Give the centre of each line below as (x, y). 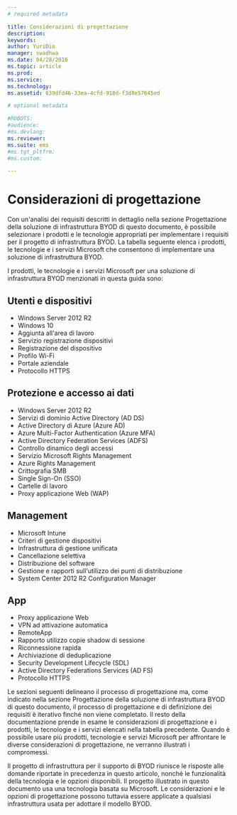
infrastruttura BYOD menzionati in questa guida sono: (85, 279)
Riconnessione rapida (49, 648)
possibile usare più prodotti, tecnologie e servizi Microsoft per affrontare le (117, 737)
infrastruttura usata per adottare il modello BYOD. (79, 804)
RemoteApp (35, 633)
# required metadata (38, 14)
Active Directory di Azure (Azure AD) (71, 425)
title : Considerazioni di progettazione (68, 27)
